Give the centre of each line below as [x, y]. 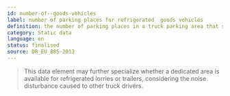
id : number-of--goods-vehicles [52, 13]
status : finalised [33, 45]
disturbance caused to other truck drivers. [84, 86]
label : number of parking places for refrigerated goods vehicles [105, 20]
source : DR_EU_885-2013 [41, 52]
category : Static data [39, 33]
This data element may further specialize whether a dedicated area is [122, 71]
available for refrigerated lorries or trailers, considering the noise [115, 78]
